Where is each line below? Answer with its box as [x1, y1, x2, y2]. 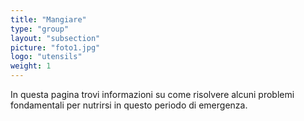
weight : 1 [10, 61, 52, 71]
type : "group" [10, 24, 70, 34]
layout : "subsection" [10, 33, 101, 43]
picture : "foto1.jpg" [10, 42, 101, 53]
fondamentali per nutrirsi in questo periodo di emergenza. [10, 99, 248, 111]
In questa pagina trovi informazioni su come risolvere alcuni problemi [10, 89, 295, 100]
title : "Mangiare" [10, 14, 87, 25]
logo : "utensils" [10, 52, 83, 62]
